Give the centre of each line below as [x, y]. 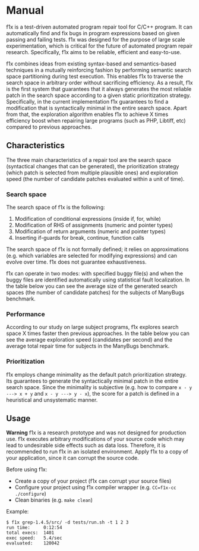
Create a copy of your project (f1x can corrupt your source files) [93, 481]
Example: [18, 512]
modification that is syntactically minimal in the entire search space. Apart [97, 108]
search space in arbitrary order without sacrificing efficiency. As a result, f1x [99, 82]
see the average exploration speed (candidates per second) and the [89, 340]
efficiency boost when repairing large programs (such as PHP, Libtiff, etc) [96, 120]
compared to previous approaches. [49, 127]
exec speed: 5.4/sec [34, 538]
